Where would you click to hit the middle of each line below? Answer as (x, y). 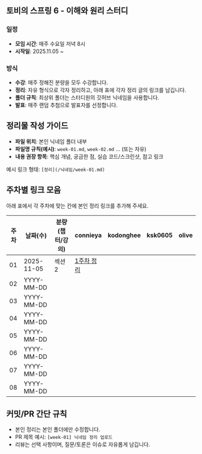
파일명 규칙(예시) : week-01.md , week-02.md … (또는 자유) (81, 149)
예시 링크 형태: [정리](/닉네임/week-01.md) (56, 169)
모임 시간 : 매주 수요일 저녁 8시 (50, 43)
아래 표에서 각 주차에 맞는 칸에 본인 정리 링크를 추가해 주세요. (78, 206)
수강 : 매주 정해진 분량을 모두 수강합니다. (61, 82)
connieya (88, 235)
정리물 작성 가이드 (37, 126)
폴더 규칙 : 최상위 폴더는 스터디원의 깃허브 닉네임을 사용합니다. (87, 97)
